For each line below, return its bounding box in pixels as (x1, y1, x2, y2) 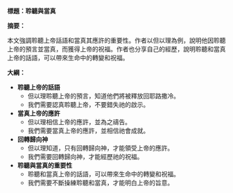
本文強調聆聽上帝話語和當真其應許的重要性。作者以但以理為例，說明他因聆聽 (7, 36, 226, 44)
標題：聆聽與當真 (7, 7, 56, 15)
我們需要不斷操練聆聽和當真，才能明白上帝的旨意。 (27, 178, 174, 187)
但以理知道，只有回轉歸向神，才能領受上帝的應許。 (27, 144, 174, 152)
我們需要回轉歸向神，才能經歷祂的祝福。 (27, 153, 144, 160)
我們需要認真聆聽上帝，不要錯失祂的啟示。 (27, 101, 150, 108)
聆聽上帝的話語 (17, 83, 60, 91)
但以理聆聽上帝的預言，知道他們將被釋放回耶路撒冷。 (27, 92, 180, 100)
